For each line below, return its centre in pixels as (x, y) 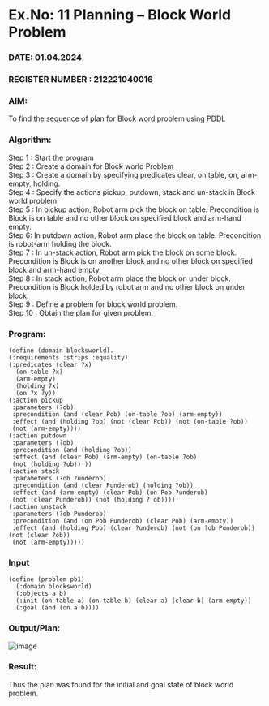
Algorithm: (30, 140)
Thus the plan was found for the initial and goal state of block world (121, 684)
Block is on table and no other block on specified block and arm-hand (125, 217)
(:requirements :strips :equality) (68, 357)
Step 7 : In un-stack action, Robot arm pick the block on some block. (123, 252)
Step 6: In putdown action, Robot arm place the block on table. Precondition (135, 235)
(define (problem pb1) (47, 579)
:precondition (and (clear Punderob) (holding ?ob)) (103, 485)
